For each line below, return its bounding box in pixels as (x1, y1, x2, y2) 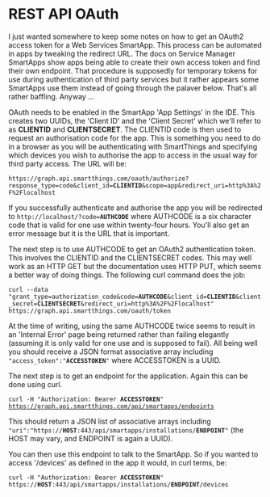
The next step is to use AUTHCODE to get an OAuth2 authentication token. (8, 244, 256, 254)
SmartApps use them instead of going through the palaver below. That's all (8, 82, 257, 93)
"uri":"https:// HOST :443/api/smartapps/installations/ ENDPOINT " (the (8, 425, 244, 435)
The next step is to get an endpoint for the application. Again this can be (8, 371, 248, 381)
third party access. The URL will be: (8, 158, 127, 168)
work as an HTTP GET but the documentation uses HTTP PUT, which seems (8, 261, 262, 271)
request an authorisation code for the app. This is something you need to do (8, 133, 261, 142)
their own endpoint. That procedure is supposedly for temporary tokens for (8, 65, 258, 75)
